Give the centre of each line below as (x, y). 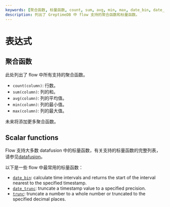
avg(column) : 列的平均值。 (40, 98)
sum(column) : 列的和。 (35, 92)
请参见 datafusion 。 (25, 157)
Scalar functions (32, 137)
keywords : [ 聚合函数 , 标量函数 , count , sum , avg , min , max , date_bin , (78, 10)
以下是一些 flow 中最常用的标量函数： (44, 168)
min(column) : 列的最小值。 (40, 104)
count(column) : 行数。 (35, 85)
